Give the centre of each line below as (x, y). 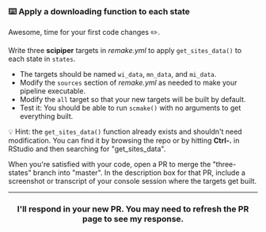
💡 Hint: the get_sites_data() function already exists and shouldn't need (125, 131)
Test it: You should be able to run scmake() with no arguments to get (130, 108)
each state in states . (42, 59)
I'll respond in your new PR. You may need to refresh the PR (133, 209)
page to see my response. (133, 219)
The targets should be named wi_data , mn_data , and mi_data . (118, 74)
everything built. (46, 116)
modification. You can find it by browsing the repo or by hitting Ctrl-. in (124, 141)
